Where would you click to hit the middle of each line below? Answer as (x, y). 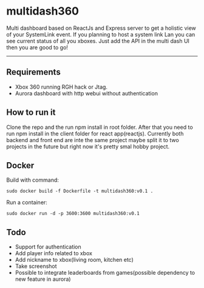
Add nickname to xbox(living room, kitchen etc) (74, 260)
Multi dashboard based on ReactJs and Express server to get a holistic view (101, 28)
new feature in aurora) (43, 279)
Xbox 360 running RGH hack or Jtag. (61, 87)
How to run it (31, 113)
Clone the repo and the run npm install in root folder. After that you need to (100, 127)
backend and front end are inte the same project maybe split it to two (93, 140)
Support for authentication (48, 247)
